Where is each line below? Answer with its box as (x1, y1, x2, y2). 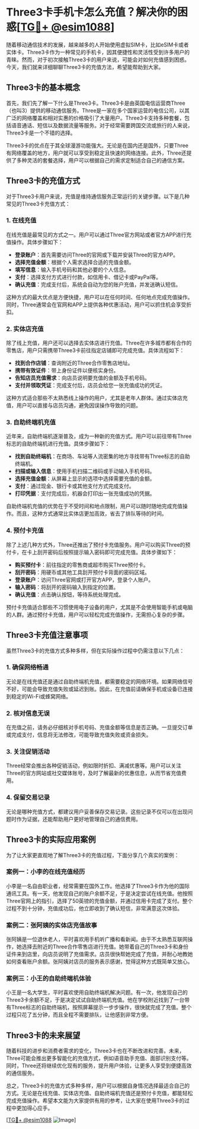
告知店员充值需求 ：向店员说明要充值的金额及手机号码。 (14, 374, 150, 381)
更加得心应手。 (16, 1105, 53, 1112)
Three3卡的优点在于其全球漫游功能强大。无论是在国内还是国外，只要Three (6, 142, 189, 149)
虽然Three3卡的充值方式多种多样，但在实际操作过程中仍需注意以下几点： (6, 647, 185, 654)
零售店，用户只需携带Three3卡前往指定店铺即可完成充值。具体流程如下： (6, 347, 185, 354)
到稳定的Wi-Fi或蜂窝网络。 (6, 692, 72, 700)
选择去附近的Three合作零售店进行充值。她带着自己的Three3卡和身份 (21, 943, 189, 951)
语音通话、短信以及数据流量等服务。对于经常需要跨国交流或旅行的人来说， (11, 121, 193, 128)
